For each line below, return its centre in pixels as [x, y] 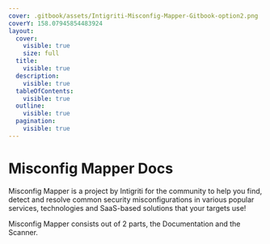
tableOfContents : [45, 91]
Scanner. [23, 232]
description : [38, 76]
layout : [21, 31]
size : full [41, 53]
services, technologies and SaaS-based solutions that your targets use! [127, 208]
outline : [30, 106]
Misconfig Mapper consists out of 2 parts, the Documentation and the [124, 224]
